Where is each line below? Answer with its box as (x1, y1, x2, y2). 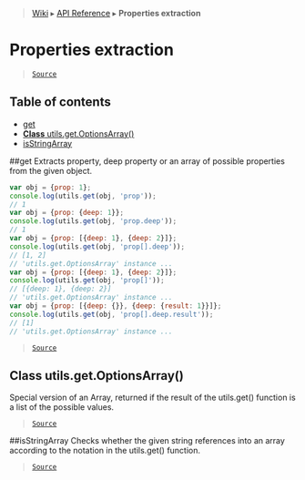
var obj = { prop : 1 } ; (9, 182, 92, 192)
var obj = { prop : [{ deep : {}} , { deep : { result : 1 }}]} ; (9, 301, 222, 311)
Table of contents (9, 95, 111, 110)
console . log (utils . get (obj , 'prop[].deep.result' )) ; (9, 310, 214, 319)
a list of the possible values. (9, 402, 115, 413)
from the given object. (9, 165, 93, 176)
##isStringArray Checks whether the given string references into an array (9, 435, 285, 446)
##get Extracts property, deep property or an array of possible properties (9, 155, 285, 167)
